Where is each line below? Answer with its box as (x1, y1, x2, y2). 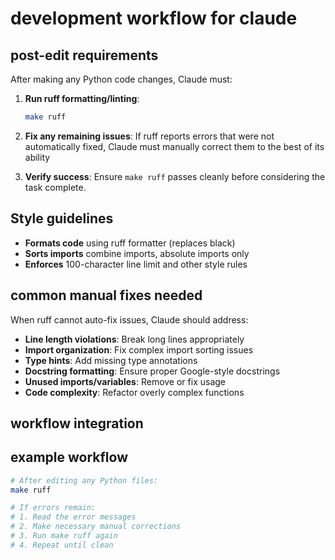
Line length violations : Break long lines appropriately (24, 333, 245, 345)
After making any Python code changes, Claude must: (10, 73, 233, 85)
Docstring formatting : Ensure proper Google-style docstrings (24, 365, 281, 377)
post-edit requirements (10, 47, 159, 64)
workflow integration (10, 415, 144, 432)
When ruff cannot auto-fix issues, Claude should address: (10, 313, 249, 326)
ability (24, 151, 51, 163)
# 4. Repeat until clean (10, 540, 114, 550)
